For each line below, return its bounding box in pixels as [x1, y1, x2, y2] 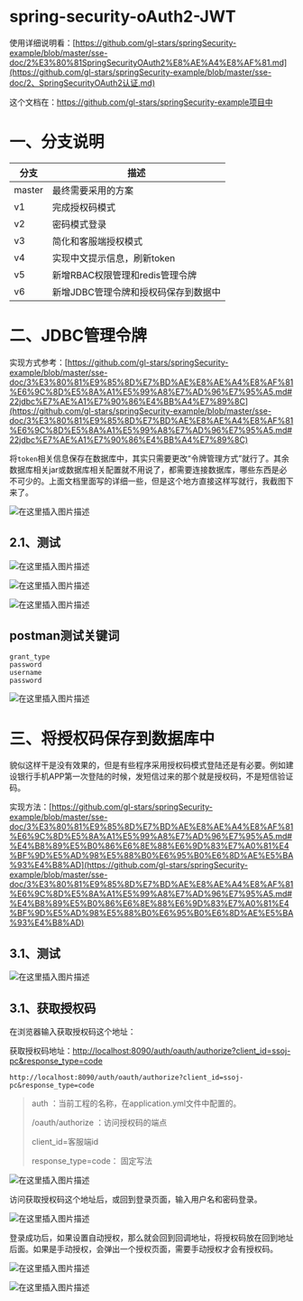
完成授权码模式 [51, 201, 115, 213]
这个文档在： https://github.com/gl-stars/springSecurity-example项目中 [9, 97, 273, 108]
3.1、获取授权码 [9, 1000, 96, 1016]
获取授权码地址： [9, 1045, 73, 1056]
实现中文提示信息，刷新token [51, 251, 176, 264]
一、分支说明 [9, 132, 106, 153]
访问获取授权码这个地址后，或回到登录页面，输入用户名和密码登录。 [9, 1194, 262, 1204]
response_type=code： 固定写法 [31, 1156, 153, 1166]
